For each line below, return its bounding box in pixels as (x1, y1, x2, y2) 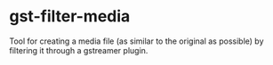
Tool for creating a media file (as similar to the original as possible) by (9, 36, 264, 46)
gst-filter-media (9, 6, 131, 27)
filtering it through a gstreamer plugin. (9, 45, 149, 55)
